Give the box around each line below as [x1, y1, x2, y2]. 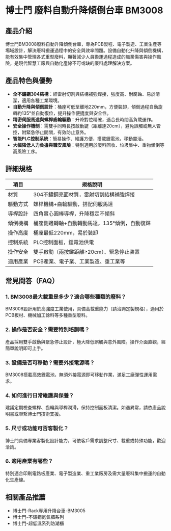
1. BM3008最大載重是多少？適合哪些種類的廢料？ [5, 293, 126, 300]
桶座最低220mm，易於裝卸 [33, 229, 98, 236]
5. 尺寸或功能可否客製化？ [5, 425, 69, 432]
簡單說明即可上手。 [5, 345, 46, 351]
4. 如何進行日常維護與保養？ [5, 392, 74, 399]
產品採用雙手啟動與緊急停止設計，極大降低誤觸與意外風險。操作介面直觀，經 [5, 338, 166, 344]
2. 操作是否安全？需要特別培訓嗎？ [5, 326, 90, 333]
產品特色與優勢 [5, 76, 52, 85]
